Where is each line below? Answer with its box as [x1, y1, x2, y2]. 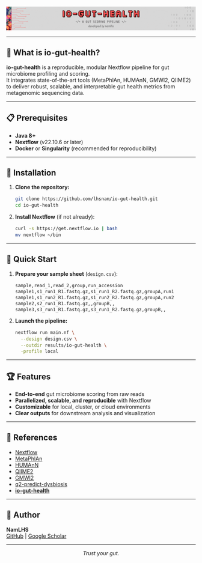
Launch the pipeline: [14, 317, 68, 324]
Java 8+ [14, 132, 36, 139]
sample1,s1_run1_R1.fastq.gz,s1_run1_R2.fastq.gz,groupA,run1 [14, 288, 174, 294]
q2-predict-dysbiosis [14, 480, 68, 487]
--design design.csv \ [20, 336, 78, 342]
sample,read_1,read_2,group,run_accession [14, 282, 123, 288]
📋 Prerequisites [6, 113, 68, 123]
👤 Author [6, 510, 40, 520]
